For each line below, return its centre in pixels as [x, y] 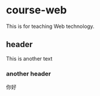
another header [29, 73]
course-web [37, 10]
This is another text [29, 58]
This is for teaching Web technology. [50, 26]
